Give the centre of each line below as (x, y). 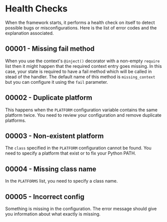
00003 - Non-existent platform (54, 136)
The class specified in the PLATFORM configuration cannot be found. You (78, 148)
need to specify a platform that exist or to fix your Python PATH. (71, 153)
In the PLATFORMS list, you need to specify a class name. (62, 181)
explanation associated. (29, 33)
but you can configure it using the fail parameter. (57, 82)
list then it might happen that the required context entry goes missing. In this (83, 66)
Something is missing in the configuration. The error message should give (81, 209)
